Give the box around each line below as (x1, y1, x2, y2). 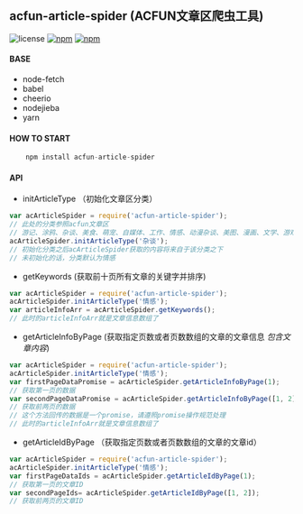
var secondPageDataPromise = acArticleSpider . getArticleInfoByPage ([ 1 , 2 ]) (9, 394, 300, 403)
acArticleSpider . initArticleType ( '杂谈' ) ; (9, 236, 169, 245)
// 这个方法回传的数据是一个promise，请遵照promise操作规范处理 (9, 411, 226, 420)
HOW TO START (9, 133, 70, 143)
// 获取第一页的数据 (9, 386, 76, 395)
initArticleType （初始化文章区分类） (22, 193, 158, 205)
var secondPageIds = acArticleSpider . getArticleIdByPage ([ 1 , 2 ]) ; (9, 488, 260, 498)
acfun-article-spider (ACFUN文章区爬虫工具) (9, 8, 264, 24)
